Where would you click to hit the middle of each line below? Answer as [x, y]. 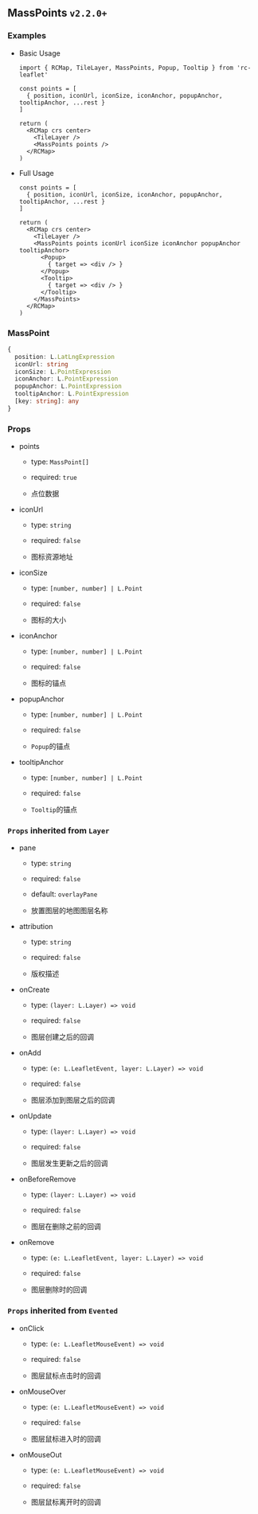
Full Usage [37, 173]
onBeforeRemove [47, 1179]
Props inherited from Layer [59, 831]
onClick [31, 1328]
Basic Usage [39, 53]
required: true [54, 478]
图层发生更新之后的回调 [69, 1163]
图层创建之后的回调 [63, 1037]
